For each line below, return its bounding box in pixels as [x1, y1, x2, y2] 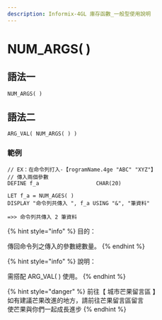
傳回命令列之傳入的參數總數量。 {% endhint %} [7, 242, 145, 250]
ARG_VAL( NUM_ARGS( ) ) [7, 131, 78, 138]
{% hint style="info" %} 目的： [7, 226, 97, 235]
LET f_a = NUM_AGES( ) [7, 192, 74, 199]
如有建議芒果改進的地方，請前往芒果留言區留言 [7, 296, 144, 304]
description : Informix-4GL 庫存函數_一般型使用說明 [7, 10, 151, 18]
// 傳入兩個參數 [7, 173, 49, 181]
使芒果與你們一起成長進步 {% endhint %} [7, 304, 127, 313]
